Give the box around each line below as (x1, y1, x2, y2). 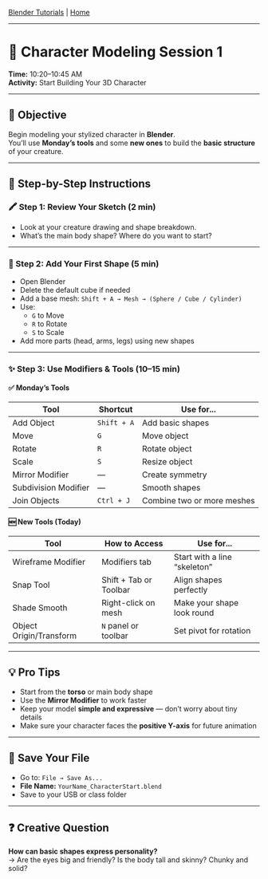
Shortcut (98, 404, 133, 415)
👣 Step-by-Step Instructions (8, 177, 152, 191)
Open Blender (19, 276, 66, 286)
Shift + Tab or (101, 574, 153, 585)
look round (174, 607, 215, 618)
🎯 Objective (8, 108, 67, 122)
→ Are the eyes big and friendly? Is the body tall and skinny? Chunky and (8, 854, 249, 865)
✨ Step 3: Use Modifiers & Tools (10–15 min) (8, 363, 181, 374)
